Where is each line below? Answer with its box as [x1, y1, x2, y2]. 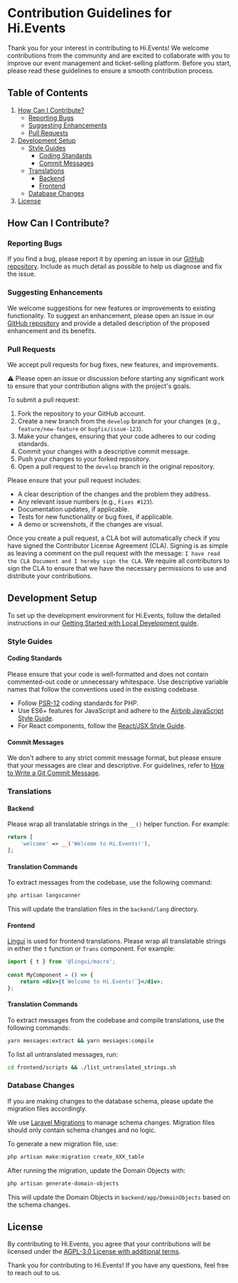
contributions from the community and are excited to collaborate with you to [7, 51, 230, 60]
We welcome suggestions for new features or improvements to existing [7, 304, 216, 312]
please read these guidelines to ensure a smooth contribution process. [7, 66, 215, 75]
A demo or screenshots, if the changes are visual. [17, 520, 163, 529]
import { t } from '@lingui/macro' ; [7, 959, 116, 966]
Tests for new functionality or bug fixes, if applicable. [17, 512, 174, 521]
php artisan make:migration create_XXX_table [7, 1153, 144, 1161]
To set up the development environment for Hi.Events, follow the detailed [7, 611, 221, 620]
